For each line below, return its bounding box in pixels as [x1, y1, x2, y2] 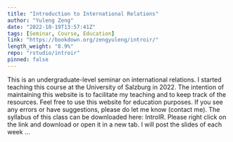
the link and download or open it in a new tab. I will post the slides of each [7, 120, 222, 129]
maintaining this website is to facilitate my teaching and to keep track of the [7, 90, 227, 98]
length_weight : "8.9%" [7, 43, 74, 50]
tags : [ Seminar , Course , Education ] [7, 30, 115, 37]
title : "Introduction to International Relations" [7, 10, 159, 18]
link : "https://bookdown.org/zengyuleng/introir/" [7, 37, 159, 44]
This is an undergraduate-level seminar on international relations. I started [7, 75, 222, 84]
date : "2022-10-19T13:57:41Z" [7, 23, 96, 30]
